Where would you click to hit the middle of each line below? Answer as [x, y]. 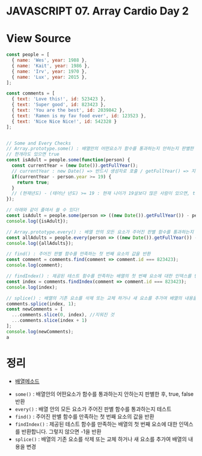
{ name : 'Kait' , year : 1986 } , [51, 66]
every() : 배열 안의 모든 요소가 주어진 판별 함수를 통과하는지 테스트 [93, 409]
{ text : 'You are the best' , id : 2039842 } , [68, 110]
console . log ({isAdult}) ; [37, 221]
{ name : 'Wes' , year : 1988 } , [49, 60]
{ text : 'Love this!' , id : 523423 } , [59, 99]
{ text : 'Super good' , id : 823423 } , [59, 105]
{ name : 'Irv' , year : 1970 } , [49, 71]
